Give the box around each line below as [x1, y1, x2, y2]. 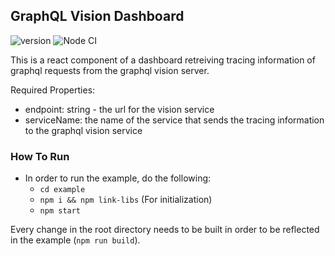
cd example [39, 185, 86, 195]
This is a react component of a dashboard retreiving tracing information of [10, 54, 316, 66]
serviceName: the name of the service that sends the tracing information [24, 114, 325, 126]
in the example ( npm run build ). [10, 234, 141, 246]
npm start [39, 206, 82, 216]
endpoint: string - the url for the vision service [24, 103, 215, 115]
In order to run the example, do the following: [24, 172, 212, 184]
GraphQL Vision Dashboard [10, 8, 185, 25]
